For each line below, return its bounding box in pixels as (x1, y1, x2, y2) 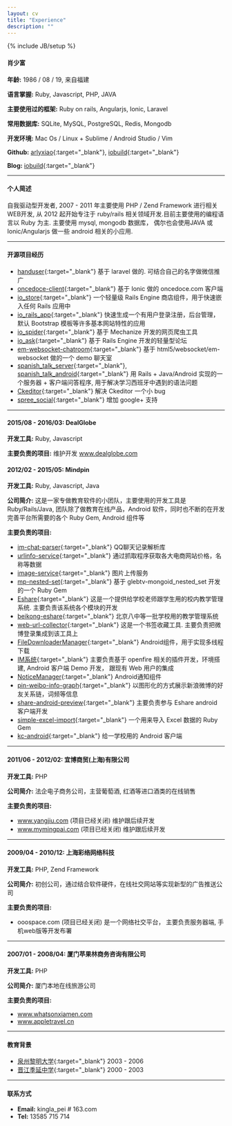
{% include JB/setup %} (7, 42, 76, 50)
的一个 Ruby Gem (17, 586, 67, 594)
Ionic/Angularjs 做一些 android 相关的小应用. (7, 227, 133, 235)
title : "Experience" (7, 17, 67, 24)
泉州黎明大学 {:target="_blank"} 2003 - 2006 (17, 1057, 144, 1065)
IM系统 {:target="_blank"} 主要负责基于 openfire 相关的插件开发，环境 (17, 655, 214, 664)
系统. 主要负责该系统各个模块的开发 (17, 603, 118, 612)
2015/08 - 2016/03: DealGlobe (7, 418, 97, 426)
